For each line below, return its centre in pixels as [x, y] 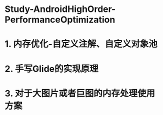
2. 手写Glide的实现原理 [51, 69]
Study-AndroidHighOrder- [60, 9]
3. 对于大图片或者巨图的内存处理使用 [80, 93]
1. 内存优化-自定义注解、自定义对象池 [81, 44]
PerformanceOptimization [60, 20]
